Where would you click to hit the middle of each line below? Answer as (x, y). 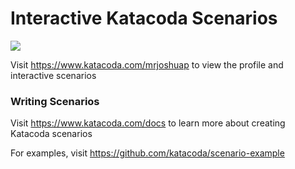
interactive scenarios (53, 75)
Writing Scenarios (55, 101)
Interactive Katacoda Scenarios (144, 18)
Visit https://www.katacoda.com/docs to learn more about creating (148, 123)
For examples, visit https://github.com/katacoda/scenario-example (147, 153)
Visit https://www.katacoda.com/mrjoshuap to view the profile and (147, 64)
